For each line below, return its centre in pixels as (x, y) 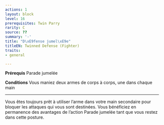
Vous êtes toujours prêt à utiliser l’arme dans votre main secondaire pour (78, 102)
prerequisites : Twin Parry (32, 23)
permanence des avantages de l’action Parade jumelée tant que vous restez (81, 112)
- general (15, 55)
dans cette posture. (25, 117)
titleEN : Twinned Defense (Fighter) (42, 46)
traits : (13, 50)
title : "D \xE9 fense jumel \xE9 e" (38, 42)
